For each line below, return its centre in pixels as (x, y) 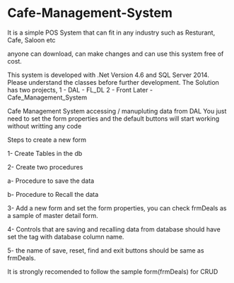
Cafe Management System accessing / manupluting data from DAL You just (117, 111)
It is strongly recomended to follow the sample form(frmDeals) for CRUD (113, 271)
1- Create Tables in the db (45, 153)
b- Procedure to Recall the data (53, 194)
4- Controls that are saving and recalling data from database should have (114, 229)
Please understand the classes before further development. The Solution (113, 82)
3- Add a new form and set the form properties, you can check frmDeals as (117, 208)
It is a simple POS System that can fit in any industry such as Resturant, (111, 32)
